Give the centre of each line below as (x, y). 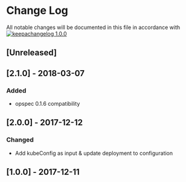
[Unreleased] (32, 53)
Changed (20, 140)
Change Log (37, 11)
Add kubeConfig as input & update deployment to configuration (94, 153)
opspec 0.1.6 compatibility (47, 104)
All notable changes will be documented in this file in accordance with (93, 27)
